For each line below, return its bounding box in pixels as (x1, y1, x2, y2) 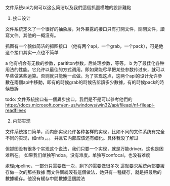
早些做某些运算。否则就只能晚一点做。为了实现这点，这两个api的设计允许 (5, 73, 158, 79)
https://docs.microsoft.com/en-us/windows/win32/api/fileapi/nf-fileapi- (5, 102, 155, 108)
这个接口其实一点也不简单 (5, 50, 59, 55)
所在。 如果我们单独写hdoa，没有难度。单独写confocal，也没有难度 (9, 152, 151, 158)
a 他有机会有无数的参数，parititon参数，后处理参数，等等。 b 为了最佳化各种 (5, 60, 164, 66)
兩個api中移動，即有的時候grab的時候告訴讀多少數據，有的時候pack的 (14, 79, 160, 85)
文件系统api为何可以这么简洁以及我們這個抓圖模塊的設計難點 (5, 5, 132, 10)
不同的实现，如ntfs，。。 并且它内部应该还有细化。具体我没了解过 (5, 135, 139, 141)
